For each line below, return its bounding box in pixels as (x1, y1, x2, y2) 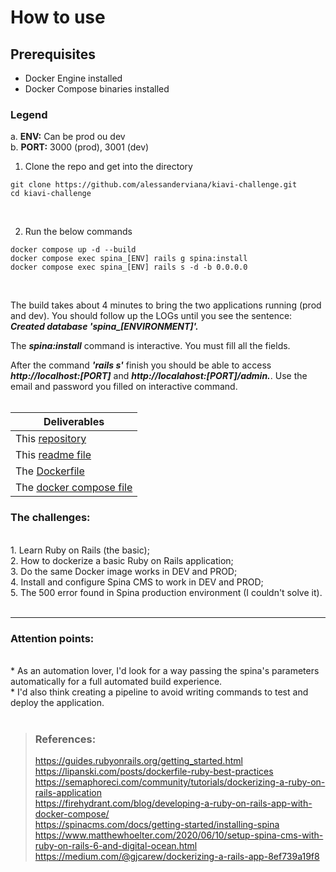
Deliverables (43, 415, 105, 429)
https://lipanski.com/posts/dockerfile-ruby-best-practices (34, 766, 274, 778)
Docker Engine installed (24, 72, 123, 84)
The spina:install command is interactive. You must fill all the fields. (10, 340, 291, 352)
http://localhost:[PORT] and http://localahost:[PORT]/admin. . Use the (10, 370, 308, 382)
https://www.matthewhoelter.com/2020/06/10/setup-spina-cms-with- (34, 829, 324, 841)
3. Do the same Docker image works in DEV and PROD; (10, 565, 238, 577)
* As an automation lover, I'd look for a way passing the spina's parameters (10, 664, 320, 676)
